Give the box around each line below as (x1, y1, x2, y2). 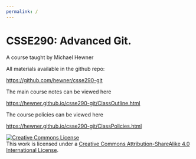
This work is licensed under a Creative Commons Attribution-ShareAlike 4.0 (6, 140, 190, 147)
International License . (6, 146, 59, 154)
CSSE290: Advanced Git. (6, 34, 132, 47)
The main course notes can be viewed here (6, 88, 112, 95)
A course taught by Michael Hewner (6, 54, 94, 61)
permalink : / (6, 8, 38, 15)
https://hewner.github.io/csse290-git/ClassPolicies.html (6, 122, 142, 129)
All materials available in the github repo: (6, 65, 105, 72)
